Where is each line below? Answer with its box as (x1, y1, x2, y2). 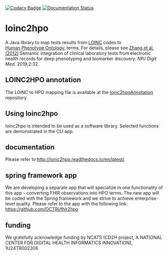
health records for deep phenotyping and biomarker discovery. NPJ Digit (5, 55, 157, 61)
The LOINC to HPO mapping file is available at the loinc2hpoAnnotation (5, 89, 153, 95)
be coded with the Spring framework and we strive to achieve (5, 196, 134, 202)
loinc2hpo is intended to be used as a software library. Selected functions (5, 122, 159, 129)
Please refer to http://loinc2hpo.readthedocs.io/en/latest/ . (5, 156, 125, 163)
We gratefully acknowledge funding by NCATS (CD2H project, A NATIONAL (5, 234, 163, 240)
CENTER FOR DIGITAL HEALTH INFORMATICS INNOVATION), (5, 240, 133, 246)
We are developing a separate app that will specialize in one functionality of (5, 184, 163, 190)
